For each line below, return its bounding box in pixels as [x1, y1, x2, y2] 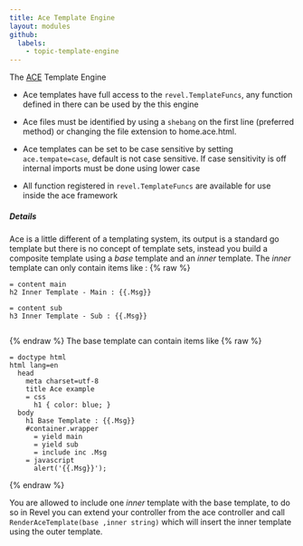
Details [9, 210, 37, 222]
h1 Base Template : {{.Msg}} [25, 417, 136, 426]
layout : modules [9, 22, 71, 31]
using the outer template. [9, 526, 103, 537]
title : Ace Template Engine [9, 13, 116, 23]
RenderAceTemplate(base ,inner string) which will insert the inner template [9, 517, 292, 528]
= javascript [25, 456, 75, 465]
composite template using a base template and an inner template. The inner [9, 253, 291, 263]
